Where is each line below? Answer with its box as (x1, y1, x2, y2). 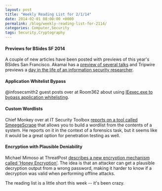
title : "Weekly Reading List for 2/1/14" (5, 12, 92, 17)
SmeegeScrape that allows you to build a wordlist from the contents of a (5, 122, 152, 128)
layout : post (5, 7, 32, 12)
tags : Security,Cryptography (5, 30, 65, 35)
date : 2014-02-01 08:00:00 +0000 (5, 16, 74, 21)
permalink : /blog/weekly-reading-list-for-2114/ (5, 21, 107, 26)
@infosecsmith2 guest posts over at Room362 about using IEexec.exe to (5, 89, 153, 95)
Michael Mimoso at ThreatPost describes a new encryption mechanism (5, 154, 150, 160)
